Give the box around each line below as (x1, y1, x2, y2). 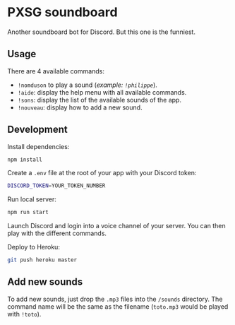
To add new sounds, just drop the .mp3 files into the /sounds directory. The (7, 295, 223, 303)
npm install (7, 156, 42, 163)
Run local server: (7, 195, 56, 203)
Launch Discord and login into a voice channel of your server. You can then (7, 222, 226, 230)
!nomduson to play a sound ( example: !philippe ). (17, 81, 157, 89)
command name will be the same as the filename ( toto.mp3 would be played (7, 302, 229, 311)
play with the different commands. (7, 229, 107, 237)
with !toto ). (7, 309, 42, 318)
